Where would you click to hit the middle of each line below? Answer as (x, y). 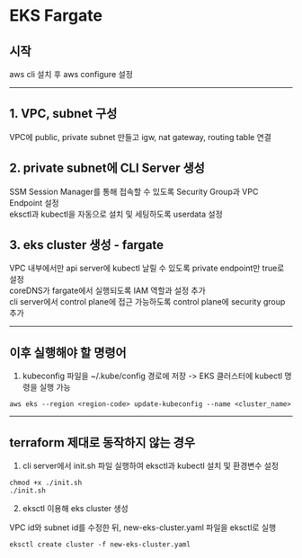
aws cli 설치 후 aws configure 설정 (71, 74)
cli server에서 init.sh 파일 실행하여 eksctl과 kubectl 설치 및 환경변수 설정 (151, 466)
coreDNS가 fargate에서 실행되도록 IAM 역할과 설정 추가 (108, 291)
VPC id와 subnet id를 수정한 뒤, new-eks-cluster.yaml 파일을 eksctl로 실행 (143, 527)
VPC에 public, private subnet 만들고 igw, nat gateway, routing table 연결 (141, 137)
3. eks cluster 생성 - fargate (87, 245)
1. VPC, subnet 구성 (63, 114)
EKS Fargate (56, 16)
